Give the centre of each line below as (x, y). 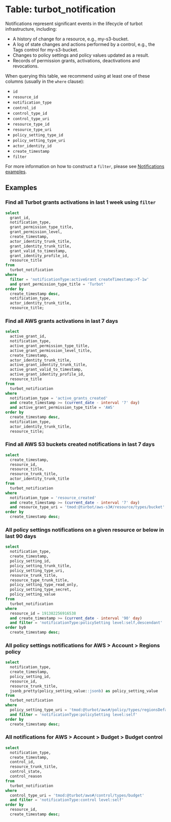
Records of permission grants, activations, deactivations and (76, 60)
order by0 (16, 628)
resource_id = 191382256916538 (43, 613)
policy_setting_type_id (38, 135)
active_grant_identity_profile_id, (48, 374)
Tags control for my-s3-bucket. (46, 50)
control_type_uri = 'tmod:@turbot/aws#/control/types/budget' (77, 795)
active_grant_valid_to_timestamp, (46, 370)
